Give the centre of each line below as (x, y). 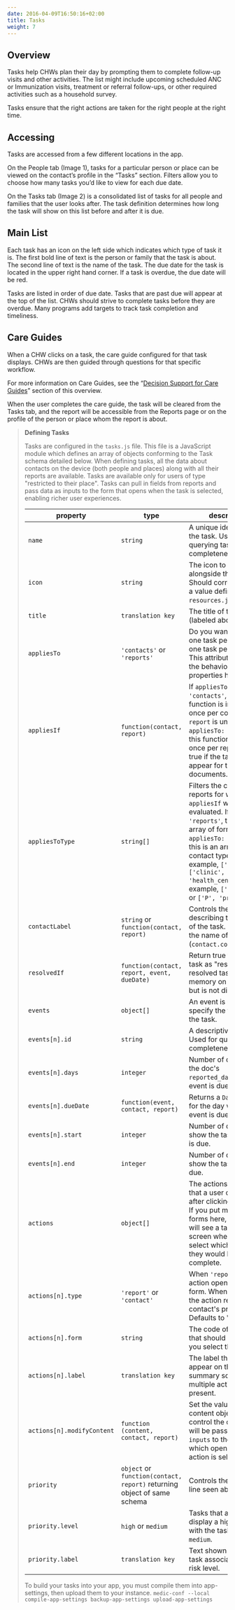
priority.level (53, 1526)
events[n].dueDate (58, 1106)
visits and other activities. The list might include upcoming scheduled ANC (114, 79)
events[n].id (50, 1039)
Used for (203, 1039)
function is (206, 704)
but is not (204, 990)
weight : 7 (22, 27)
